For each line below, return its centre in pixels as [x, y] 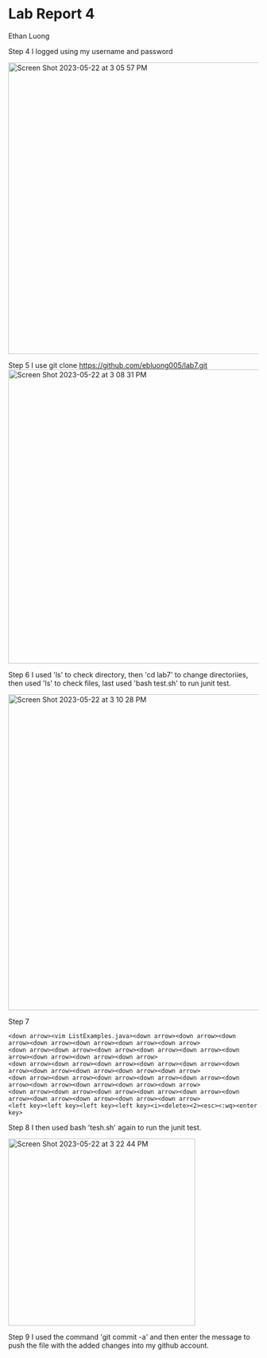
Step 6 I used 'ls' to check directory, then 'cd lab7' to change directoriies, [128, 674]
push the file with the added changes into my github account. [108, 1345]
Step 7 [19, 1021]
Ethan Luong [29, 36]
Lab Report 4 [52, 14]
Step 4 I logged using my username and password [91, 51]
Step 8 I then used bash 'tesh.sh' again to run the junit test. [105, 1127]
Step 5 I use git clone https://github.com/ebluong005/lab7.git [108, 365]
